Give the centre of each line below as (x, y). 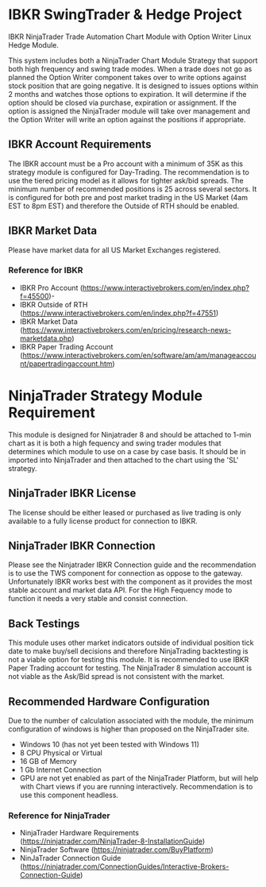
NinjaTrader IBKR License (72, 494)
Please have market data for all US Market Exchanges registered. (114, 250)
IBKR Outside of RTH (54, 304)
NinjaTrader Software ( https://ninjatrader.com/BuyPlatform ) (117, 850)
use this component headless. (69, 795)
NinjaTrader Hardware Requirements (79, 833)
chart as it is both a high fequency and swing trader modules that (115, 443)
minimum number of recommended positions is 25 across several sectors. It (133, 189)
